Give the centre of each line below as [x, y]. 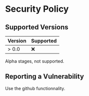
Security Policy [37, 9]
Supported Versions [37, 27]
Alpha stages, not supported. [35, 61]
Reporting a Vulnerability [44, 77]
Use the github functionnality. [35, 88]
